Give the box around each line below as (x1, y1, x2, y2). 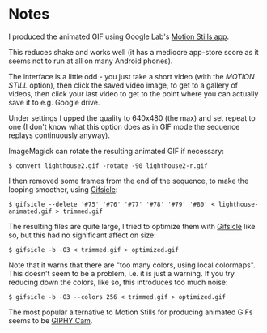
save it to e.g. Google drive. (8, 97, 100, 107)
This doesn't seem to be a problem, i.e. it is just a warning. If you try (8, 268, 235, 278)
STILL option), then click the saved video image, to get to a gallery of (8, 80, 239, 90)
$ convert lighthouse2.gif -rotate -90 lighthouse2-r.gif (8, 161, 208, 170)
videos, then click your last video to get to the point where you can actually (8, 88, 259, 98)
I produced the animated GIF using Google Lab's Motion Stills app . (8, 32, 229, 41)
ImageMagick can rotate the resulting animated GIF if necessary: (8, 146, 224, 156)
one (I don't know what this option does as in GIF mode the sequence (8, 122, 240, 131)
